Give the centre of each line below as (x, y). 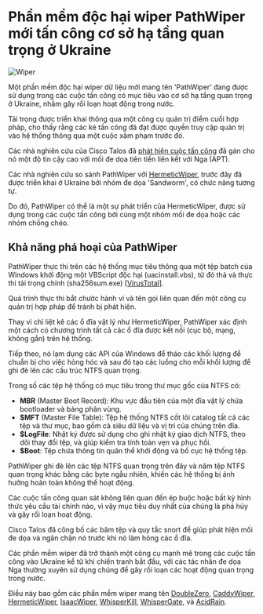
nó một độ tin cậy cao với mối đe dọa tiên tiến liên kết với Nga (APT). (119, 159)
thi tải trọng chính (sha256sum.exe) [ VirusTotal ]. (86, 283)
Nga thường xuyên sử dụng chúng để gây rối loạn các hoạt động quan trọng (131, 569)
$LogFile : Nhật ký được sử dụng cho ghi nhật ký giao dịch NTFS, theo (132, 434)
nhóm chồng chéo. (38, 223)
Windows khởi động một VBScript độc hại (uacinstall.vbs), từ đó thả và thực (131, 274)
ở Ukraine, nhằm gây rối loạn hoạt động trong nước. (91, 104)
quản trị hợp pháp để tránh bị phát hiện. (72, 307)
